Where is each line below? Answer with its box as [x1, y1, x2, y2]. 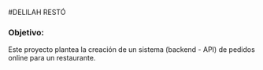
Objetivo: [8, 27, 45, 38]
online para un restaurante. [8, 53, 96, 63]
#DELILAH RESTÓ [8, 8, 66, 17]
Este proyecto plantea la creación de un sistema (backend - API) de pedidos [8, 45, 256, 54]
